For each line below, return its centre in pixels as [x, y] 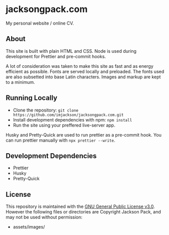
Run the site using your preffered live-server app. [64, 125]
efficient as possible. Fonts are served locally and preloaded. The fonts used [85, 71]
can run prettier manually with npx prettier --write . [60, 140]
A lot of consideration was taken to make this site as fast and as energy [80, 66]
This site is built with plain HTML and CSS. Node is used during [71, 51]
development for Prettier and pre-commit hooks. [56, 56]
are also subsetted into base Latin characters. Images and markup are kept [83, 77]
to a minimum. [20, 82]
